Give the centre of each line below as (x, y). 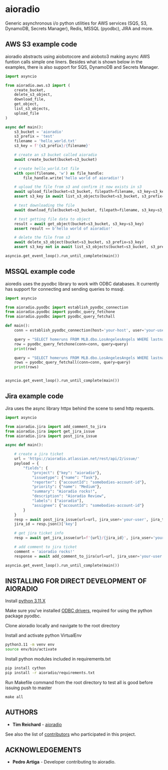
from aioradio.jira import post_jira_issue (51, 436)
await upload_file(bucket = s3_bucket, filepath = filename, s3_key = (84, 192)
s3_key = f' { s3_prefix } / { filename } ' (52, 146)
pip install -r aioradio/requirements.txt (50, 673)
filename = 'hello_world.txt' (46, 141)
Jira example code (34, 396)
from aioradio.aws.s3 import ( (38, 85)
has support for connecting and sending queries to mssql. (65, 289)
